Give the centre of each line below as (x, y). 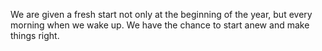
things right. (35, 35)
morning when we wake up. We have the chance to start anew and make (160, 25)
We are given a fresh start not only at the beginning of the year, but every (161, 14)
